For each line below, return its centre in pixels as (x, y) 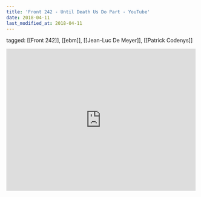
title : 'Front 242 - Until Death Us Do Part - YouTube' (78, 12)
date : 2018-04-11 (28, 18)
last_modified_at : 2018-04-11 (44, 23)
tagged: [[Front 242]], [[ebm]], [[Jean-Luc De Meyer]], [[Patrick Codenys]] (100, 41)
